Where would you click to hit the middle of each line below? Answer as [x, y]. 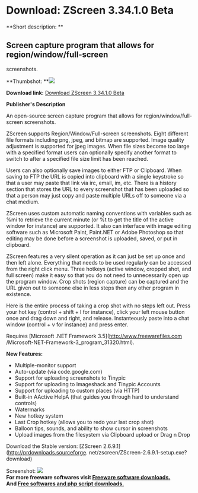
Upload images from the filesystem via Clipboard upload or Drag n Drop [102, 434]
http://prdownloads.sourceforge [47, 452]
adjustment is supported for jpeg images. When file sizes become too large [98, 146]
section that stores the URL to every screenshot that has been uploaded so [98, 189]
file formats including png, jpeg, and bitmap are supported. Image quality [95, 139]
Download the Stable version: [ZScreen [54, 446]
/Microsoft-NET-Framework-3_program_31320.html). [70, 342]
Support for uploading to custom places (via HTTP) [77, 390]
